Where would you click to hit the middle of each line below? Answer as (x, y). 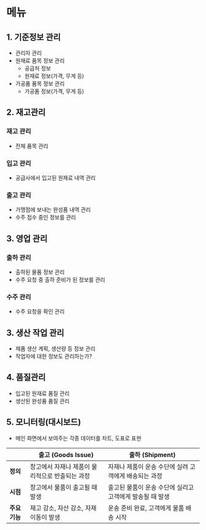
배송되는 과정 (144, 475)
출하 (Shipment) (152, 455)
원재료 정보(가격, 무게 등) (54, 76)
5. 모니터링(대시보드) (44, 422)
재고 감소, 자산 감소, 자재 (63, 508)
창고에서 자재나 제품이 (60, 466)
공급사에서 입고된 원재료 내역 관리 (55, 178)
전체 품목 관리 (32, 146)
